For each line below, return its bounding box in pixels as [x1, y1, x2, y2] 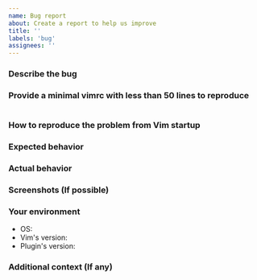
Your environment [8, 206, 81, 217]
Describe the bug [8, 68, 78, 80]
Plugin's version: [19, 241, 76, 251]
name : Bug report [8, 11, 67, 20]
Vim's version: [19, 233, 68, 242]
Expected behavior [8, 142, 85, 153]
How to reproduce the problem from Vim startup [8, 120, 201, 131]
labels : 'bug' [8, 34, 56, 43]
